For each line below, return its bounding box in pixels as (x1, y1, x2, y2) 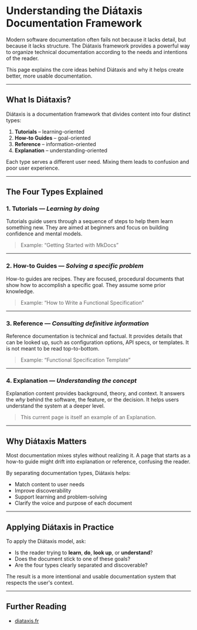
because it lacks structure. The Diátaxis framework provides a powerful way (6, 42, 191, 49)
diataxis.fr (14, 617, 39, 624)
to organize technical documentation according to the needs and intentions (6, 48, 188, 55)
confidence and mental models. (6, 230, 83, 237)
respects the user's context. (6, 579, 74, 586)
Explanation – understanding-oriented (14, 147, 107, 154)
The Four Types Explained (6, 187, 104, 197)
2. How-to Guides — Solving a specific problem (6, 262, 144, 270)
